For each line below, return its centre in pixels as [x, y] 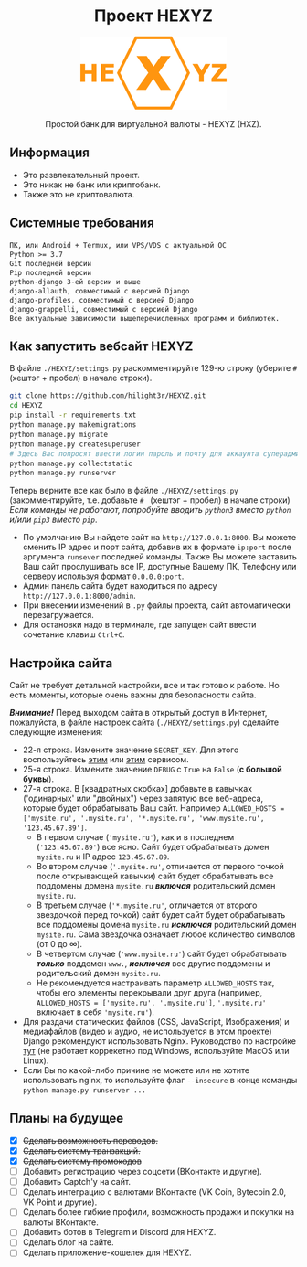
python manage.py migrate [58, 434]
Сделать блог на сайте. [68, 1242]
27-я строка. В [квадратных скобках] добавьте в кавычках [138, 789]
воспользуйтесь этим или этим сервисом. [106, 760]
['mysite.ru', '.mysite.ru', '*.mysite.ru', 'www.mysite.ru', [143, 819]
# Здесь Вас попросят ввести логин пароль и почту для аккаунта [134, 453]
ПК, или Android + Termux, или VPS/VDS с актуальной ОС [118, 245]
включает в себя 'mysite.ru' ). [95, 1012]
